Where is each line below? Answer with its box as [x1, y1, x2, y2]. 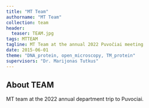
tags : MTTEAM [6, 36, 38, 42]
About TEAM [6, 80, 54, 90]
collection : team [6, 19, 49, 25]
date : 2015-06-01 [6, 47, 49, 53]
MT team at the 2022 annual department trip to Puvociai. [6, 96, 144, 103]
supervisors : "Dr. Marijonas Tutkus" [6, 58, 99, 64]
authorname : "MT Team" [6, 14, 62, 20]
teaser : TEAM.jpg [11, 31, 54, 37]
